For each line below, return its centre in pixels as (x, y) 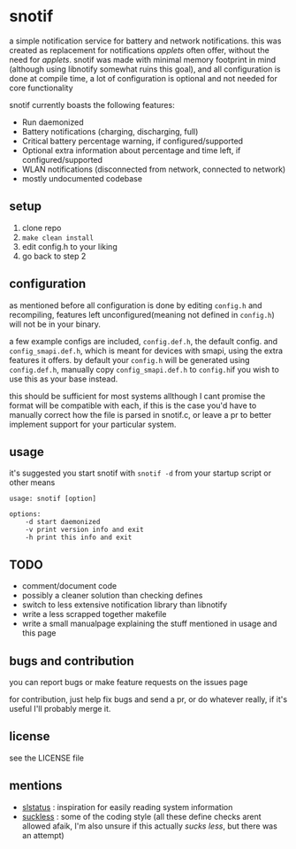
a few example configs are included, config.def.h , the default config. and (144, 341)
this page (39, 633)
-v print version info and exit (84, 530)
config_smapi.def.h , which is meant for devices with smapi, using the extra (146, 351)
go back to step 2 (54, 256)
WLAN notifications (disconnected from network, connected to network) (154, 169)
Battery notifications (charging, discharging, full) (110, 131)
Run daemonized (53, 122)
